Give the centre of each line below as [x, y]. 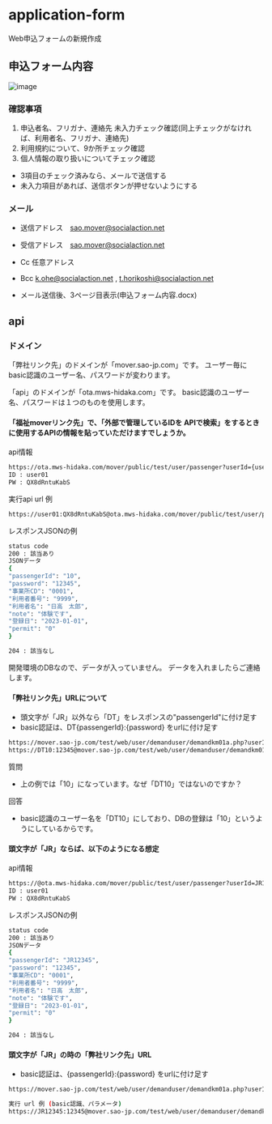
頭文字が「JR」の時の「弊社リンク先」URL [80, 1054]
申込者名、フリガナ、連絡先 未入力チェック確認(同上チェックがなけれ [136, 128]
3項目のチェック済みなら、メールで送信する [93, 176]
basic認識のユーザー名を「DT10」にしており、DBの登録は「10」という [138, 818]
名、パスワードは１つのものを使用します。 [79, 402]
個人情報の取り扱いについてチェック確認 [87, 159]
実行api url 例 [30, 499]
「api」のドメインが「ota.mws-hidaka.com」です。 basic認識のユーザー [129, 392]
